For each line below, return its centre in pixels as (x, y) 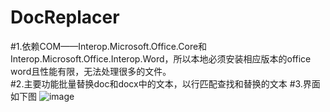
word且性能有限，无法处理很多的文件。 (91, 71)
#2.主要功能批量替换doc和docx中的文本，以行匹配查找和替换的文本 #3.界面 (165, 83)
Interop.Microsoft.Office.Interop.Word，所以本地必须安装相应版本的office (161, 58)
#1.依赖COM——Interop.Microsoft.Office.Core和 (109, 46)
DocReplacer (65, 17)
